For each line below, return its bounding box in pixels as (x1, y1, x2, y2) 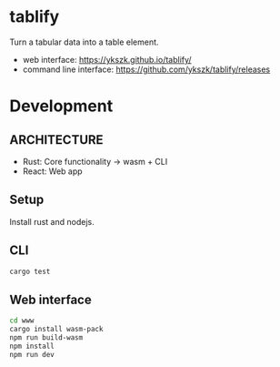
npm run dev (9, 350, 55, 359)
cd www (9, 316, 35, 325)
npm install (9, 342, 55, 351)
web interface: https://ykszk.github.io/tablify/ (22, 54, 193, 65)
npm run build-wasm (9, 333, 84, 342)
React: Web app (22, 166, 84, 177)
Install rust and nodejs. (9, 216, 95, 227)
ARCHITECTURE (9, 132, 104, 148)
